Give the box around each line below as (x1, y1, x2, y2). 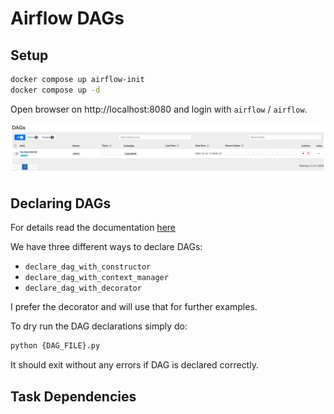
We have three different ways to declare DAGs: (10, 241, 203, 253)
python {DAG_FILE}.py (10, 341, 101, 351)
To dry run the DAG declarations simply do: (10, 320, 188, 332)
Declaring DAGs (10, 195, 112, 212)
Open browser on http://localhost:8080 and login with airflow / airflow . (10, 103, 308, 115)
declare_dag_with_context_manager (24, 273, 169, 283)
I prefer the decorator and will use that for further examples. (10, 301, 258, 313)
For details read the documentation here (10, 222, 176, 234)
